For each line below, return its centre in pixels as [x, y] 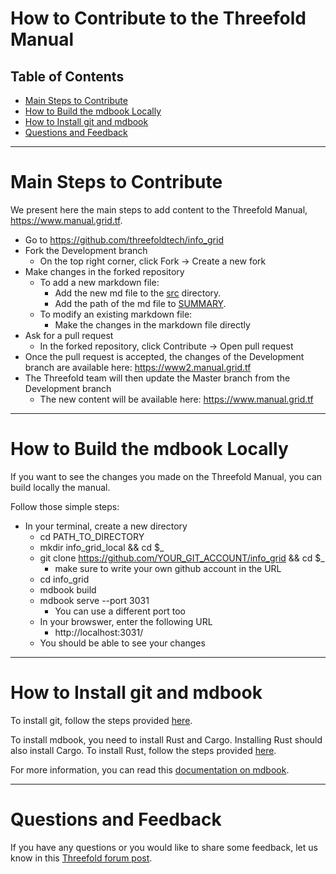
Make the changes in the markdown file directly [152, 324]
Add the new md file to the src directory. [138, 293]
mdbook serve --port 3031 [94, 600]
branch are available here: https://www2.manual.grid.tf [138, 367]
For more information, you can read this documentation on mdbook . [150, 769]
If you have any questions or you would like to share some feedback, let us [164, 847]
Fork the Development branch [86, 250]
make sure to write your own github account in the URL [168, 568]
